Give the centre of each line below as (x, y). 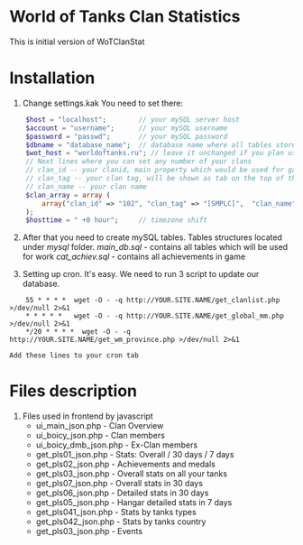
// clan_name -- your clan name (86, 187)
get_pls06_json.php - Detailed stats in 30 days (122, 493)
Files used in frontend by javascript (87, 416)
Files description (73, 391)
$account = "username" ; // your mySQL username (127, 128)
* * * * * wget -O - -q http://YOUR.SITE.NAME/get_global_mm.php (155, 316)
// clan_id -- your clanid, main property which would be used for (155, 170)
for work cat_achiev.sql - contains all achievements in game (134, 257)
